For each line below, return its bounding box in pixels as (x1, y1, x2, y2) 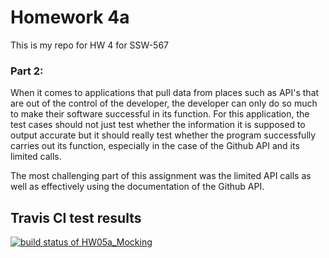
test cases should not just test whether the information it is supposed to (10, 119, 306, 131)
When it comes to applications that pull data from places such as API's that (10, 87, 320, 99)
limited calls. (10, 151, 62, 163)
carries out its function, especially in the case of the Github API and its (10, 140, 300, 152)
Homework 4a (10, 6, 130, 29)
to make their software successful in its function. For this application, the (10, 108, 310, 120)
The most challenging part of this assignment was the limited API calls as (10, 170, 312, 182)
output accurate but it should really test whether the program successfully (10, 129, 317, 141)
